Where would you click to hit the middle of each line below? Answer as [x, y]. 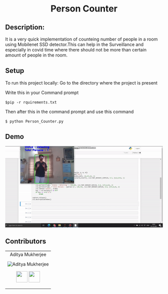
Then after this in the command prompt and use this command [69, 111]
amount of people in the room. [36, 55]
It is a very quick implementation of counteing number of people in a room [81, 39]
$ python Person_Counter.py [34, 121]
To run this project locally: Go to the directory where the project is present [81, 82]
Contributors [26, 241]
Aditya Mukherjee [28, 254]
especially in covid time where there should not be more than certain [76, 50]
